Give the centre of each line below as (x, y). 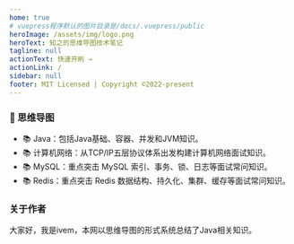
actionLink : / (36, 68)
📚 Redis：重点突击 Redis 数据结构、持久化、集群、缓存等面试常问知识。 (156, 180)
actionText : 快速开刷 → (51, 59)
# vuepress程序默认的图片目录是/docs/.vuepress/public (107, 26)
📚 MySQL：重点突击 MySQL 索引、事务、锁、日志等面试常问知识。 (147, 166)
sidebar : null (36, 76)
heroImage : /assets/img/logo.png (72, 34)
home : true (30, 17)
